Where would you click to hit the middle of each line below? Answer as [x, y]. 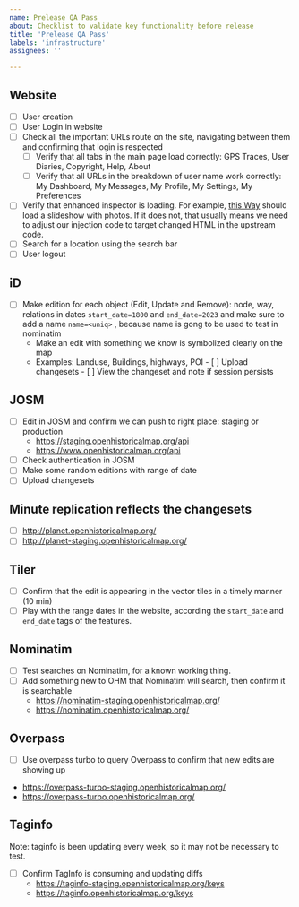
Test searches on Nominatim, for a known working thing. [126, 671]
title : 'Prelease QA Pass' [60, 34]
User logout [44, 254]
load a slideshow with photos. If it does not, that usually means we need [155, 215]
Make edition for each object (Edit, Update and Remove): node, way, [148, 305]
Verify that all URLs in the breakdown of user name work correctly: [158, 177]
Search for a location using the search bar [100, 244]
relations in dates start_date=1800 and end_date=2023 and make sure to [153, 315]
